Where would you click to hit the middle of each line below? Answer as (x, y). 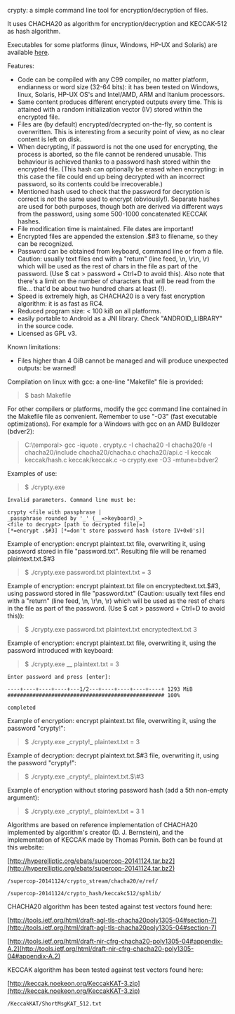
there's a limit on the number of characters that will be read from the (116, 281)
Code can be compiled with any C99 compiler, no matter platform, (113, 79)
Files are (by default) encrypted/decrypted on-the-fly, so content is (115, 124)
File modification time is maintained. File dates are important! (106, 229)
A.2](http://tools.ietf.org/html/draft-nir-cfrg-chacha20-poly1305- (101, 949)
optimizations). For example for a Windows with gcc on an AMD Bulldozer (114, 424)
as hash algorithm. (34, 31)
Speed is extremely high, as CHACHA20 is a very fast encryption (111, 296)
